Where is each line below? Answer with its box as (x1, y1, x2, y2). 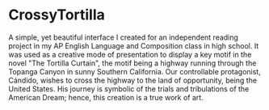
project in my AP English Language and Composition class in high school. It (8, 40, 259, 50)
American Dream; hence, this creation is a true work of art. (8, 92, 204, 102)
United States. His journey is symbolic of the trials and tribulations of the (8, 83, 250, 94)
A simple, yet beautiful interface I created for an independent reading (8, 32, 238, 42)
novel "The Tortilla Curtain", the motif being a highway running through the (8, 58, 257, 68)
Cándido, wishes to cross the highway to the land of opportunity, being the (8, 75, 257, 85)
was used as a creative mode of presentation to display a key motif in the (8, 49, 252, 59)
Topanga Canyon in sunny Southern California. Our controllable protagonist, (8, 66, 261, 76)
